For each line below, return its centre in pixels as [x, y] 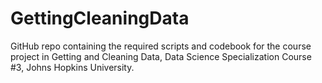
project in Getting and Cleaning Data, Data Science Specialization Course [161, 56]
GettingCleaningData [100, 18]
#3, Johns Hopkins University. [72, 67]
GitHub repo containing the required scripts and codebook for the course [161, 46]
